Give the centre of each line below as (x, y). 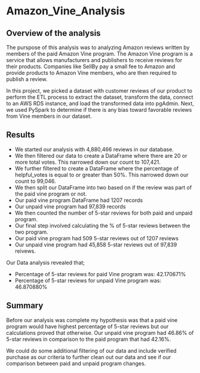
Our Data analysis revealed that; (46, 262)
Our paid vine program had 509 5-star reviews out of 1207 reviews (97, 238)
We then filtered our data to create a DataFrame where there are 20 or (101, 155)
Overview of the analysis (53, 33)
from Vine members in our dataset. (49, 116)
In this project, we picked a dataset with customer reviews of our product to (99, 91)
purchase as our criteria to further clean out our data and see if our (89, 357)
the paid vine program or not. (51, 194)
